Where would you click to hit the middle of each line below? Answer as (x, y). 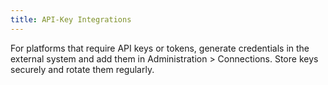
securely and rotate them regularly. (82, 69)
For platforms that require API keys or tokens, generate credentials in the (160, 48)
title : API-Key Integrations (71, 19)
